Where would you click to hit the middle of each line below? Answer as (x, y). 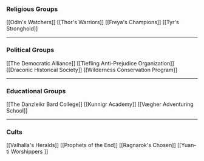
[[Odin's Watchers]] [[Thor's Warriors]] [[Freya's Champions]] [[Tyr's (93, 22)
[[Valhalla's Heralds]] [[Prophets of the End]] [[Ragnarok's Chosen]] (91, 145)
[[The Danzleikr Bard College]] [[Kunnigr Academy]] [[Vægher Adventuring (100, 104)
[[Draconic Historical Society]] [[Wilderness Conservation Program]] (92, 70)
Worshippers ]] (29, 152)
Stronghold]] (22, 28)
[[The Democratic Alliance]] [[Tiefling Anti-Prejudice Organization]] (90, 63)
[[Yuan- (187, 145)
